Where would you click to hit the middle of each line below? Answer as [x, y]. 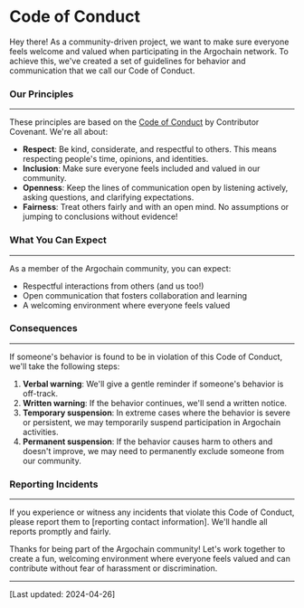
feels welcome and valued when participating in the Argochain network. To [149, 51]
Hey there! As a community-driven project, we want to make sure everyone [149, 42]
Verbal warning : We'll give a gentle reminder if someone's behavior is [153, 384]
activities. [40, 432]
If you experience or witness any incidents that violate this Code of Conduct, [152, 512]
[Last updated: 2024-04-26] [62, 594]
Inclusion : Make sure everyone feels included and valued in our [141, 168]
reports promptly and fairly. [60, 532]
